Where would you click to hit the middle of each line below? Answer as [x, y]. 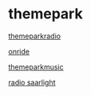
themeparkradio [35, 36]
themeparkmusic [36, 67]
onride [19, 51]
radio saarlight [32, 82]
